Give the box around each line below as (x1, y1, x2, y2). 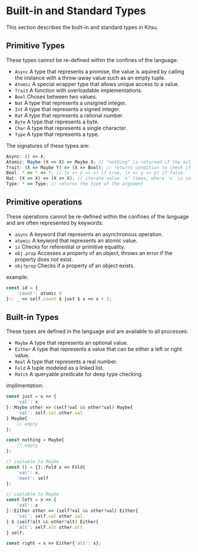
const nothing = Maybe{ (6, 437, 65, 443)
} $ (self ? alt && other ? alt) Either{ (6, 518, 99, 525)
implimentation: (6, 382, 44, 389)
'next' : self (16, 475, 49, 481)
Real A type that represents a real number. (14, 358, 118, 365)
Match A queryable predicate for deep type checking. (14, 371, 143, 378)
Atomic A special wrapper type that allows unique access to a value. (14, 80, 180, 87)
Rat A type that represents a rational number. (14, 112, 124, 119)
